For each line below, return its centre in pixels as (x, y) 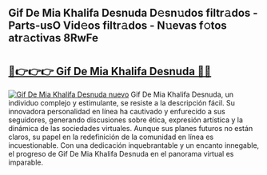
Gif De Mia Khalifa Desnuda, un (182, 94)
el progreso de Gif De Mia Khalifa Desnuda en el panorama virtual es (121, 154)
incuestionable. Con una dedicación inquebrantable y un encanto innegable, (134, 145)
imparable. (26, 162)
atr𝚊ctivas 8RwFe (53, 38)
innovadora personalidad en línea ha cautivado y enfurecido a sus (117, 111)
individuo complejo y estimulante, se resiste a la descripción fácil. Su (122, 103)
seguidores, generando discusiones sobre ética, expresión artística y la (126, 120)
